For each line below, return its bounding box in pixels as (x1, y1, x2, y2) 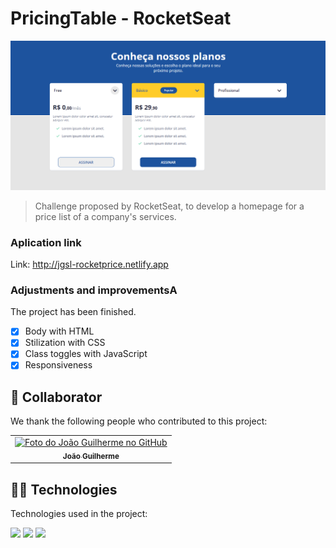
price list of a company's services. (34, 210, 177, 222)
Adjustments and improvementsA (10, 283, 178, 297)
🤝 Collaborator (10, 388, 103, 406)
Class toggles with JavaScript (24, 348, 148, 360)
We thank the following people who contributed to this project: (10, 415, 268, 427)
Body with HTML (24, 325, 95, 337)
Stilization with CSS (24, 337, 106, 349)
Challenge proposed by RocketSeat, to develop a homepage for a (34, 200, 305, 212)
